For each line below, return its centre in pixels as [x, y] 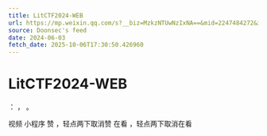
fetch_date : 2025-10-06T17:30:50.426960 [76, 45]
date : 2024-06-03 [37, 38]
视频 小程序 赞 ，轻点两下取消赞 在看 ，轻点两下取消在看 [100, 124]
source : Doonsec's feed [48, 30]
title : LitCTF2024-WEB [46, 15]
